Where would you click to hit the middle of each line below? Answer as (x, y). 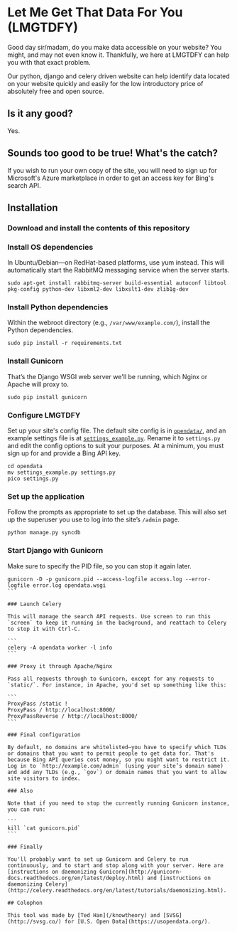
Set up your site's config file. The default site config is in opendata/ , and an (117, 430)
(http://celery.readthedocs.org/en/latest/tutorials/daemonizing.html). (117, 890)
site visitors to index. (44, 778)
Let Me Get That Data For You (95, 12)
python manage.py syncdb (44, 533)
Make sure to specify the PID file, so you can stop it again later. (99, 566)
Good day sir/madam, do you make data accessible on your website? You (115, 47)
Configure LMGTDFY (44, 415)
